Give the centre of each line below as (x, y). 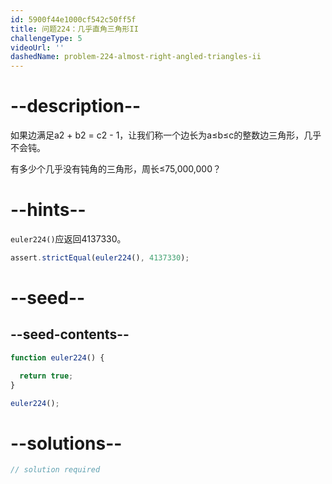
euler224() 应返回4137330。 (68, 239)
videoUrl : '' (37, 47)
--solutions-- (66, 443)
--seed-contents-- (70, 334)
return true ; (46, 376)
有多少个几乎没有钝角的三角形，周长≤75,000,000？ (116, 169)
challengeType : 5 (46, 38)
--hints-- (48, 210)
